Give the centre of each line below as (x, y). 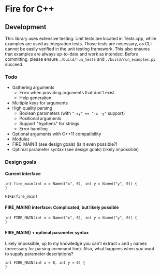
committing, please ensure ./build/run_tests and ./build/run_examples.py (80, 59)
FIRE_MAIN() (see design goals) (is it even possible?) (65, 144)
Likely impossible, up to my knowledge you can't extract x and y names (76, 243)
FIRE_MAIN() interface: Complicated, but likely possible (62, 207)
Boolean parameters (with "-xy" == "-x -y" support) (72, 113)
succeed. (14, 64)
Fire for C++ (30, 9)
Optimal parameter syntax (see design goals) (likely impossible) (75, 150)
